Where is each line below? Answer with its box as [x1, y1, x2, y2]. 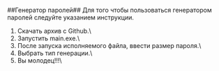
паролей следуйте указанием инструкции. [7, 13, 135, 22]
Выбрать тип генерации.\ [17, 49, 93, 57]
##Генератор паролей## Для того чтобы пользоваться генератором [7, 6, 212, 14]
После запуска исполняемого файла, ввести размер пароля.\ [17, 42, 202, 49]
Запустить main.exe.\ [17, 34, 80, 42]
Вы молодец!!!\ [17, 56, 62, 65]
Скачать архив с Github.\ [17, 27, 92, 35]
